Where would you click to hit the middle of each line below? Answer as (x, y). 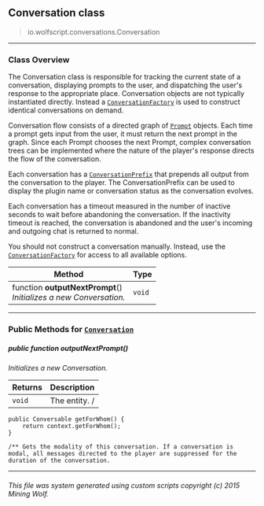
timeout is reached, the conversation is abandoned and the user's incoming (130, 223)
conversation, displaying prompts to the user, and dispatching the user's (125, 85)
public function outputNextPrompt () (68, 348)
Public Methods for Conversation (71, 330)
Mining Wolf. (28, 493)
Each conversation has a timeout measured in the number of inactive (119, 206)
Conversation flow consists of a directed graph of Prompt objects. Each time (130, 126)
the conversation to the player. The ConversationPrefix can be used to (122, 183)
